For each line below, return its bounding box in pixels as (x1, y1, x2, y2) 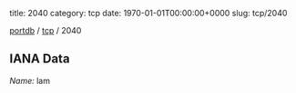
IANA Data (9, 51, 70, 67)
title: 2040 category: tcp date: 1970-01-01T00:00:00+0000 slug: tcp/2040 (9, 8, 288, 18)
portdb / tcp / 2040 (9, 25, 82, 35)
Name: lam (9, 75, 50, 86)
